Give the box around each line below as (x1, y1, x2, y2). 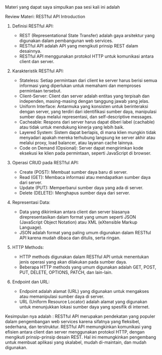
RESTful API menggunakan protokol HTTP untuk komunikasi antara (19, 53, 154, 59)
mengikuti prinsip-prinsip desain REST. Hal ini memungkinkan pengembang (5, 334, 157, 340)
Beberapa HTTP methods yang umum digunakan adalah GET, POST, (19, 264, 157, 270)
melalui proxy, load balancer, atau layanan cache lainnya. (19, 140, 134, 146)
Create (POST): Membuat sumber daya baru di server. (19, 169, 128, 175)
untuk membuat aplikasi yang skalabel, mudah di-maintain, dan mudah (5, 339, 147, 345)
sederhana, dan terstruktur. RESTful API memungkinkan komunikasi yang (5, 324, 152, 330)
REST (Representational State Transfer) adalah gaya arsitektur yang (19, 33, 155, 38)
